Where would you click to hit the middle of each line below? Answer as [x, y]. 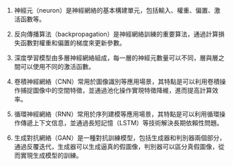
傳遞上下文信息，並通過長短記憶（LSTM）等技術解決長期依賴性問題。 [122, 123]
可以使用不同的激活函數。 [58, 66]
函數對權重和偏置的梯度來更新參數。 [73, 43]
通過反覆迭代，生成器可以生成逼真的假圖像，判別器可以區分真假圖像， [116, 147]
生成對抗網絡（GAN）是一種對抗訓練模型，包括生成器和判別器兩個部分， [120, 138]
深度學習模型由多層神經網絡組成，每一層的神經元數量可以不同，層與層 [116, 58]
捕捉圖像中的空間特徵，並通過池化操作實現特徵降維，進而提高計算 [116, 90]
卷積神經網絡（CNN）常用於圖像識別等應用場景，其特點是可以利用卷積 [117, 82]
